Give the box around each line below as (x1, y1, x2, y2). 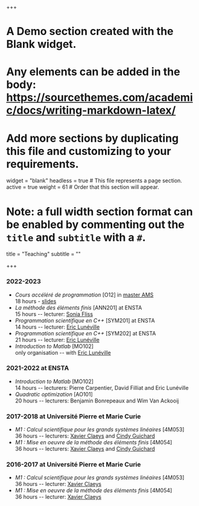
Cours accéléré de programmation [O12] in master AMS (14, 291, 154, 298)
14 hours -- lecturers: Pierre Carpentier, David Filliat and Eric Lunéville (14, 384, 189, 391)
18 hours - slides (14, 297, 57, 304)
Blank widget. (6, 38, 77, 51)
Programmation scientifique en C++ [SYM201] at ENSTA (14, 317, 155, 324)
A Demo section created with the (6, 25, 174, 38)
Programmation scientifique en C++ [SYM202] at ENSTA (14, 329, 156, 337)
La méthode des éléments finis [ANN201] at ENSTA (14, 304, 142, 311)
